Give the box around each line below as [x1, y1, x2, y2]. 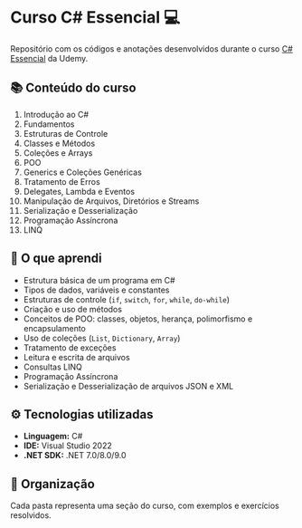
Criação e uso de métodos [23, 303, 123, 314]
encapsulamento [23, 322, 87, 333]
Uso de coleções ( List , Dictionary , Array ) [23, 332, 181, 343]
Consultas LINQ [23, 361, 82, 372]
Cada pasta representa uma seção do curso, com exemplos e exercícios [10, 500, 279, 512]
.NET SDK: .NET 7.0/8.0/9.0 [23, 450, 127, 461]
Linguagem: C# [23, 431, 83, 442]
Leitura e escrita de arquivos [23, 351, 130, 362]
